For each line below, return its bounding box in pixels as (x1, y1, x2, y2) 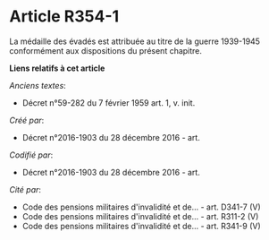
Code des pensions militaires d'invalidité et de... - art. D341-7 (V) (21, 201, 261, 212)
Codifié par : (9, 150, 54, 160)
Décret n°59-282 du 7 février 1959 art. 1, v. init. (21, 97, 196, 108)
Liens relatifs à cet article (9, 63, 105, 73)
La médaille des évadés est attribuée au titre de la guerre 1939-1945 (9, 36, 261, 47)
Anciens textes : (9, 80, 67, 90)
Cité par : (9, 184, 42, 194)
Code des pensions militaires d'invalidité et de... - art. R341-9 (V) (21, 220, 261, 231)
